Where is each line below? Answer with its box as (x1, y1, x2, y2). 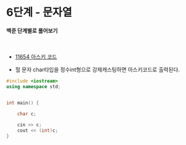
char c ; (17, 111, 36, 117)
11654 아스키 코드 (15, 53, 58, 60)
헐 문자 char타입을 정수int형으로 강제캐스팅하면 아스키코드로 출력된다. (15, 66, 180, 73)
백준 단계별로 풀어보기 (6, 27, 58, 34)
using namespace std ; (6, 84, 61, 90)
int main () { (6, 100, 39, 106)
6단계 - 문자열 (6, 5, 73, 19)
